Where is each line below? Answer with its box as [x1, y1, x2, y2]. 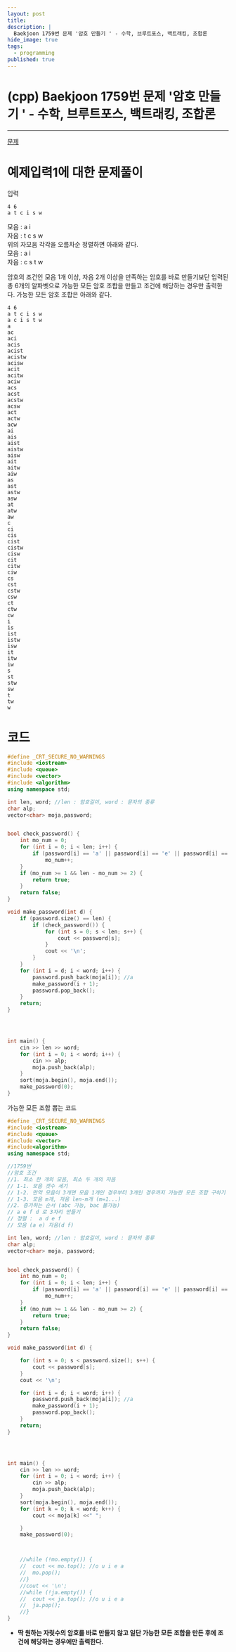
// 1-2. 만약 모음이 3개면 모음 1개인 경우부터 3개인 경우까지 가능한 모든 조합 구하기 [7, 1189, 226, 1196]
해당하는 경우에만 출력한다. [30, 1637, 104, 1646]
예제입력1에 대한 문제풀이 [7, 164, 143, 180]
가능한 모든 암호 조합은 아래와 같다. [16, 290, 112, 299]
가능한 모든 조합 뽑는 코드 [7, 1103, 77, 1111]
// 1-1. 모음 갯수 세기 [7, 1182, 68, 1189]
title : [7, 17, 27, 24]
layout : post [7, 10, 46, 18]
